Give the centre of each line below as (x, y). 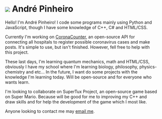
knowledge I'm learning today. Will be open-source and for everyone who (78, 77)
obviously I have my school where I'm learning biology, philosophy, (72, 67)
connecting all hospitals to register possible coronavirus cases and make (78, 42)
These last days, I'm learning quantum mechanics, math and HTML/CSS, (77, 61)
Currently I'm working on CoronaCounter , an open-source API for (70, 37)
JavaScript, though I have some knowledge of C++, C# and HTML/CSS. (76, 27)
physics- (148, 67)
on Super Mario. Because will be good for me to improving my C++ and (76, 97)
